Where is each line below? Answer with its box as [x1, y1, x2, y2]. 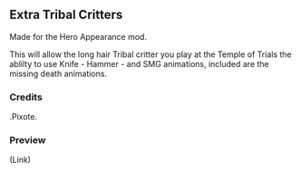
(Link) [9, 154, 32, 166]
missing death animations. [9, 68, 107, 79]
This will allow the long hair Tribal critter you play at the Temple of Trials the [9, 49, 292, 60]
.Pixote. [9, 111, 38, 122]
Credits [9, 91, 43, 103]
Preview [9, 134, 46, 147]
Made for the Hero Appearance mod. [9, 31, 148, 42]
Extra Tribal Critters [9, 7, 123, 23]
